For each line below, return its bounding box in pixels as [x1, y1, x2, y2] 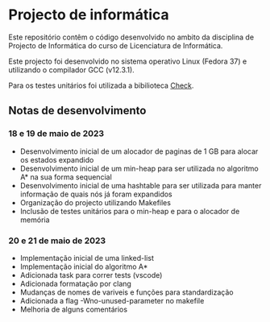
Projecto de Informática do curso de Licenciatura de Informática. [8, 40, 223, 50]
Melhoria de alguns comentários [19, 304, 127, 314]
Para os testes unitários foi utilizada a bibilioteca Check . [8, 80, 194, 90]
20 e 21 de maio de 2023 [8, 235, 106, 246]
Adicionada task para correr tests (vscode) [19, 270, 163, 279]
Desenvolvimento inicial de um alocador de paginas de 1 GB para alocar [19, 147, 259, 156]
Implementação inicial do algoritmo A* [19, 262, 148, 271]
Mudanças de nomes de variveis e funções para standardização [19, 287, 234, 297]
